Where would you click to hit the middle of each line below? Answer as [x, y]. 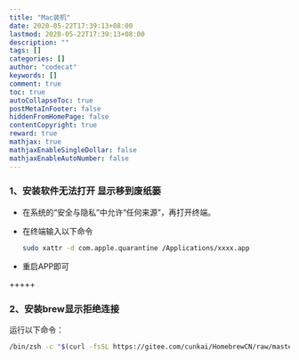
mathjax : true [36, 142]
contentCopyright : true [53, 126]
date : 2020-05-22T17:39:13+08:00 [71, 26]
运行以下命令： [36, 330]
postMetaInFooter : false [55, 109]
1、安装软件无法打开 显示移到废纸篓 [85, 191]
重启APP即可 [45, 266]
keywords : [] [33, 76]
